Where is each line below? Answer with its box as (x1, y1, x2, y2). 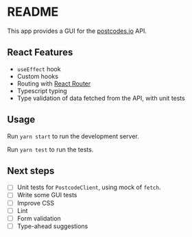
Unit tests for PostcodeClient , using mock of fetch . (16, 183, 161, 192)
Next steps (7, 165, 55, 177)
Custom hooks (16, 72, 58, 80)
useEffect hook (16, 64, 61, 73)
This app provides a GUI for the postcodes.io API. (7, 27, 147, 35)
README (7, 4, 59, 20)
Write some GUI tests (16, 191, 77, 199)
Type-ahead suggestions (16, 222, 88, 230)
